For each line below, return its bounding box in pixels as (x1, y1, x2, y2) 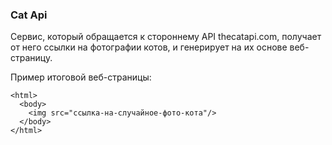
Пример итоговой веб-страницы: (10, 71, 152, 83)
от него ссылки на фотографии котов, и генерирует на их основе (10, 41, 288, 53)
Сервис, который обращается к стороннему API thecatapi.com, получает (10, 31, 322, 43)
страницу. (10, 52, 53, 64)
